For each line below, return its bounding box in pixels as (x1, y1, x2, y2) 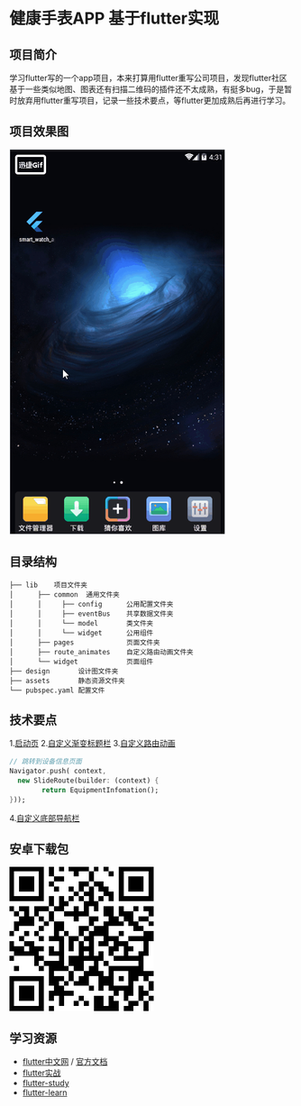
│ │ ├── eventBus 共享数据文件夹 (9, 609, 174, 618)
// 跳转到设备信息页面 (9, 757, 83, 766)
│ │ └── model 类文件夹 (9, 618, 154, 627)
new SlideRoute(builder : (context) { (17, 776, 160, 785)
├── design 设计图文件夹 (9, 666, 119, 676)
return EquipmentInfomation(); (41, 786, 160, 795)
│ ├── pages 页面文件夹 (9, 637, 160, 647)
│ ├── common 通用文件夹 (9, 590, 120, 599)
